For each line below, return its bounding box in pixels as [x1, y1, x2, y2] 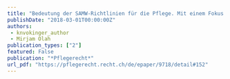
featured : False [7, 49, 54, 56]
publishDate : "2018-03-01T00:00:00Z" [7, 16, 116, 23]
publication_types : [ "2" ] [7, 42, 82, 49]
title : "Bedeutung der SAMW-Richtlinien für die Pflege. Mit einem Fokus [7, 10, 224, 17]
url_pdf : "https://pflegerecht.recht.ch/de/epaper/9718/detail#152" [7, 61, 209, 68]
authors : [7, 23, 32, 30]
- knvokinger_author [10, 29, 70, 36]
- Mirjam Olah [10, 36, 51, 43]
